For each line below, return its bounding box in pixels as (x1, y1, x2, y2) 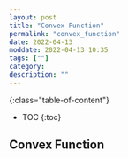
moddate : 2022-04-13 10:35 (9, 46, 109, 55)
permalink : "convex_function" (9, 29, 121, 38)
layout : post (9, 12, 57, 22)
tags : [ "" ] (9, 54, 49, 63)
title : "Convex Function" (9, 21, 104, 30)
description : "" (9, 71, 69, 79)
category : (9, 63, 46, 71)
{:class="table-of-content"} (9, 94, 110, 105)
